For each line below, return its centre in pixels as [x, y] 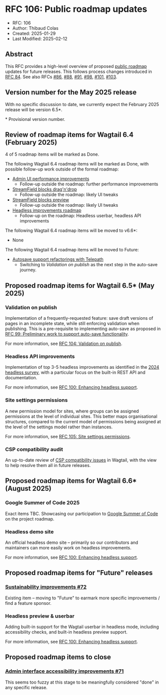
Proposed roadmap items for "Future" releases [79, 573]
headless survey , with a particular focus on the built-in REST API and [75, 372]
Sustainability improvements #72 [46, 587]
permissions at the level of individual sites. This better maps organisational [81, 416]
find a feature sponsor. [28, 603]
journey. [28, 270]
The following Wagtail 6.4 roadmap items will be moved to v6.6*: [71, 231]
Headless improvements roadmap [47, 210]
